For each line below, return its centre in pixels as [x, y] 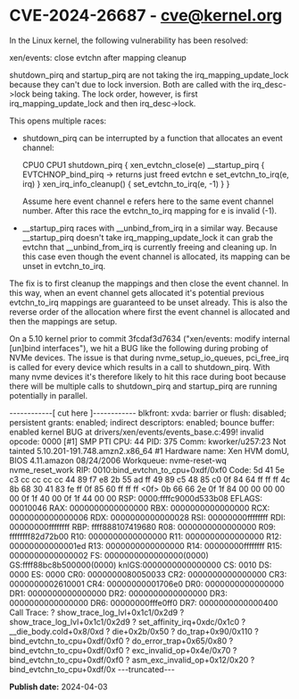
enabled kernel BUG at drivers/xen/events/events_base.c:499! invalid [137, 432]
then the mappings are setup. [63, 321]
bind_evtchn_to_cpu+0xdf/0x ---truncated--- [92, 669]
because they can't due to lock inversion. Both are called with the [129, 84]
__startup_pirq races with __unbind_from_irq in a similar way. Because [150, 228]
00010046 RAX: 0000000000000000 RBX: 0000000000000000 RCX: [140, 508]
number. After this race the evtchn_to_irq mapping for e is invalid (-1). [149, 210]
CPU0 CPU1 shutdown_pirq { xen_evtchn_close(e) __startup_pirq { [143, 164]
